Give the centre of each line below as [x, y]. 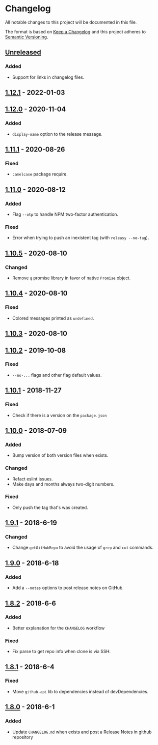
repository [23, 737]
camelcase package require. [40, 174]
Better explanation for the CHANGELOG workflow [58, 628]
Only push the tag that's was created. [50, 507]
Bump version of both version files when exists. [60, 455]
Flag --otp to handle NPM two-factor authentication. [65, 214]
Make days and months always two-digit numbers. [63, 484]
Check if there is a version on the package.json [59, 415]
